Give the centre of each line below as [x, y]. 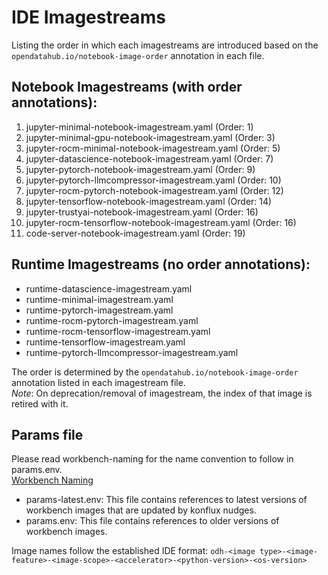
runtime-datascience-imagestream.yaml [109, 288]
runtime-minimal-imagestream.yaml [99, 299]
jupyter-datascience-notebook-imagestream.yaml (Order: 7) [149, 158]
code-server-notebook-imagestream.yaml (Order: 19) [135, 233]
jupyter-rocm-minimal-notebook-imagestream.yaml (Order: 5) [153, 148]
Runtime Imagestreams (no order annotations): [161, 264]
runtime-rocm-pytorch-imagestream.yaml [112, 320]
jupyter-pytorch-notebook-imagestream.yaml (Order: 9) [140, 169]
